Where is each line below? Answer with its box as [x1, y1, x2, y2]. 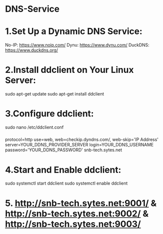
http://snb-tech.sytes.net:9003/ [5, 218, 141, 230]
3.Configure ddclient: [5, 108, 94, 119]
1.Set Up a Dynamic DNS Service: [5, 26, 143, 37]
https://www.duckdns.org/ [5, 47, 58, 53]
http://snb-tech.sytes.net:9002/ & [5, 208, 149, 219]
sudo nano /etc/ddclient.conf [5, 124, 64, 130]
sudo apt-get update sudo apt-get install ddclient [5, 91, 104, 97]
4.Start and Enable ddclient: [5, 164, 121, 175]
